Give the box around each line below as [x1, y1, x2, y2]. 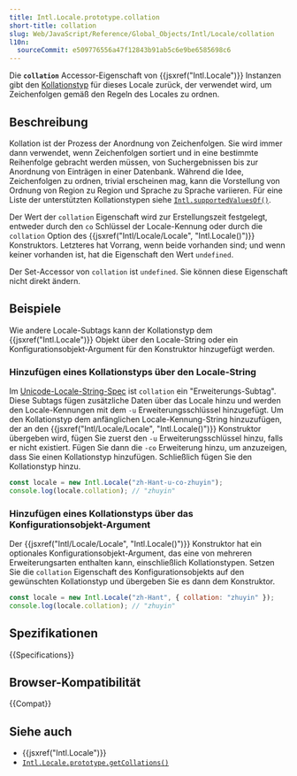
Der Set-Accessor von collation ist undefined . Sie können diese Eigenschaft [9, 266, 288, 277]
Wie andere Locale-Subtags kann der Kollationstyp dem [9, 325, 213, 335]
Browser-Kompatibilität [9, 675, 141, 690]
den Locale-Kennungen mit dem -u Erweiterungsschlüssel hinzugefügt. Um [9, 404, 285, 416]
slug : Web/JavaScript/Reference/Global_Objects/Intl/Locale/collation [9, 29, 275, 38]
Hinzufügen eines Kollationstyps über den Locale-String [9, 365, 256, 378]
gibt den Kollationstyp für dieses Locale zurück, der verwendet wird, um [9, 80, 272, 90]
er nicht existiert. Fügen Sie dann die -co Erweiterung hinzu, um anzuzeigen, [9, 442, 287, 453]
